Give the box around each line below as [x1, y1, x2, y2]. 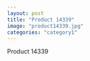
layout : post [7, 9, 44, 17]
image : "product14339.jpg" [7, 22, 84, 29]
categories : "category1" [7, 28, 78, 36]
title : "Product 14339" [7, 16, 75, 23]
